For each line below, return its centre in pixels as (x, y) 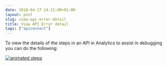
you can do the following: (32, 48)
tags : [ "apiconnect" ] (28, 29)
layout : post (19, 15)
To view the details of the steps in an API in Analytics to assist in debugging (84, 43)
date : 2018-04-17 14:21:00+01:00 (40, 10)
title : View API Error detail (37, 24)
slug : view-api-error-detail (36, 19)
